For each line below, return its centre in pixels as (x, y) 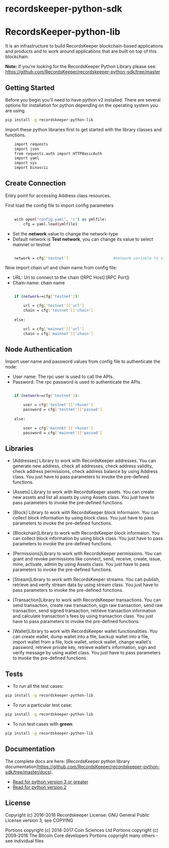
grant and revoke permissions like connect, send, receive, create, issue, (87, 559)
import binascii (31, 168)
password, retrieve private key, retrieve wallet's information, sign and (84, 647)
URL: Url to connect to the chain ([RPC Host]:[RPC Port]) (71, 277)
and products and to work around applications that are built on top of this (81, 52)
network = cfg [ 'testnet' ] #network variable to (86, 258)
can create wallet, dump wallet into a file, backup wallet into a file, (81, 637)
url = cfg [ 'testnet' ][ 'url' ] (54, 306)
